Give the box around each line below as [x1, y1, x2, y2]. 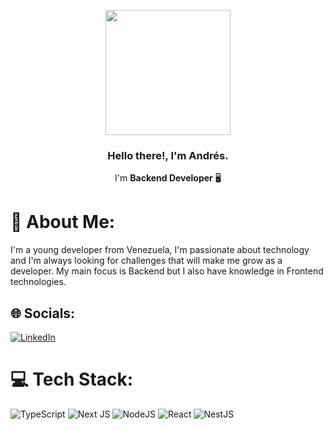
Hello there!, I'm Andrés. [107, 148, 229, 162]
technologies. [10, 276, 67, 288]
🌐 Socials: [10, 305, 76, 322]
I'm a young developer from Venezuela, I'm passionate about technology [10, 244, 310, 256]
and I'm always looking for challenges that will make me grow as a [10, 255, 283, 267]
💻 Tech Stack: [10, 368, 134, 391]
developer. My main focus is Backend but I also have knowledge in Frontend [10, 265, 324, 277]
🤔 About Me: [10, 211, 116, 234]
